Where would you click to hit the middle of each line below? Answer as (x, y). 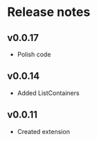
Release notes (49, 12)
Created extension (44, 131)
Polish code (34, 54)
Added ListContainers (48, 93)
